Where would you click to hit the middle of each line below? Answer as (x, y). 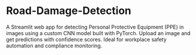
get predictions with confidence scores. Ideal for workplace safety (87, 39)
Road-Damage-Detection (69, 11)
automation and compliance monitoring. (54, 46)
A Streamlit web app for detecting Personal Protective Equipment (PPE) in (95, 27)
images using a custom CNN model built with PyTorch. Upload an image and (98, 33)
